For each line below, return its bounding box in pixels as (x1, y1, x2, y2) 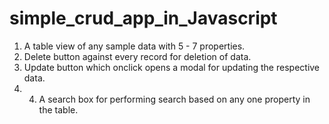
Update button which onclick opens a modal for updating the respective (23, 61, 321, 73)
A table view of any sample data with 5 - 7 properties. (23, 40, 246, 52)
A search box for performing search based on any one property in (38, 93, 311, 105)
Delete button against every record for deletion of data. (23, 50, 252, 62)
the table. (38, 103, 79, 116)
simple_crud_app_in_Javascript (9, 7, 278, 30)
